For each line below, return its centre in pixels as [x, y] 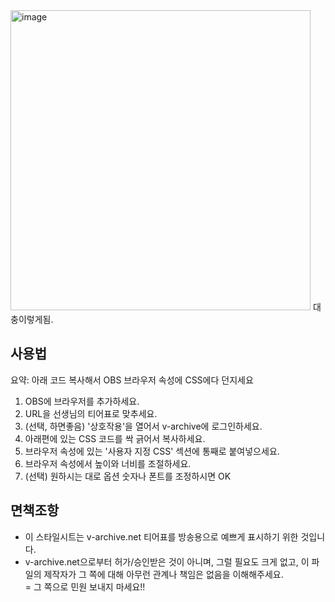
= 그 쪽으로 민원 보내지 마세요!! [85, 586]
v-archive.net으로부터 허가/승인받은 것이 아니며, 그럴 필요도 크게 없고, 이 [167, 561]
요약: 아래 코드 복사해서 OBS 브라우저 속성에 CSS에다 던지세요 [132, 380]
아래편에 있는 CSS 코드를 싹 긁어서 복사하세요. [115, 438]
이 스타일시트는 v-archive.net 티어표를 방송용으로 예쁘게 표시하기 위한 [161, 536]
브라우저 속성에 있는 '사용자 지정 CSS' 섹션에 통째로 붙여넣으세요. [152, 451]
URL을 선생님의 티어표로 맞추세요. [91, 413]
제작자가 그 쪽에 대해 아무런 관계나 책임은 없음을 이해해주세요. [163, 574]
